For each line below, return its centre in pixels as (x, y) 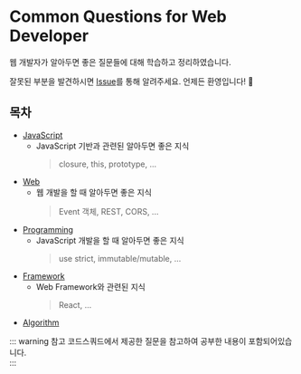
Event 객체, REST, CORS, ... (108, 211)
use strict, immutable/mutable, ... (120, 258)
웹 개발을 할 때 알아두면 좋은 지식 (94, 192)
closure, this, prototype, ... (107, 164)
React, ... (75, 304)
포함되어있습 (270, 340)
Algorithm (41, 322)
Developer (49, 36)
